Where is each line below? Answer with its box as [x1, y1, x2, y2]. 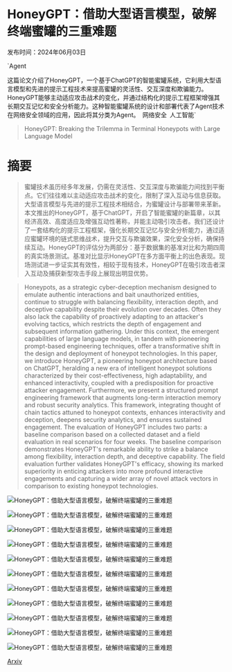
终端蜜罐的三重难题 [7, 24, 117, 39]
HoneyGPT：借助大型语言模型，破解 [7, 6, 217, 22]
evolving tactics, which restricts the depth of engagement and [24, 319, 202, 328]
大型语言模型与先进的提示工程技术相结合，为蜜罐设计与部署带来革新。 [24, 200, 225, 208]
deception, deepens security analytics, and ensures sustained [24, 415, 202, 423]
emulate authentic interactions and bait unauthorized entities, [24, 290, 199, 299]
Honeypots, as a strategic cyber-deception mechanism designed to [24, 283, 217, 291]
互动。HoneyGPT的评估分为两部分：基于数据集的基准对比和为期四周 [30, 243, 226, 251]
